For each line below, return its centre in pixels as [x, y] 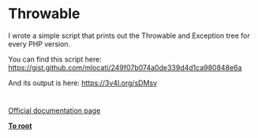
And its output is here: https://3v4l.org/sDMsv [83, 83]
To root [20, 126]
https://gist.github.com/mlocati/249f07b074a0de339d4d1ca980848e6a [125, 67]
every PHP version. [39, 43]
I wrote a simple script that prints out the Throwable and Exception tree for [129, 35]
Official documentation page [54, 110]
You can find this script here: [55, 59]
